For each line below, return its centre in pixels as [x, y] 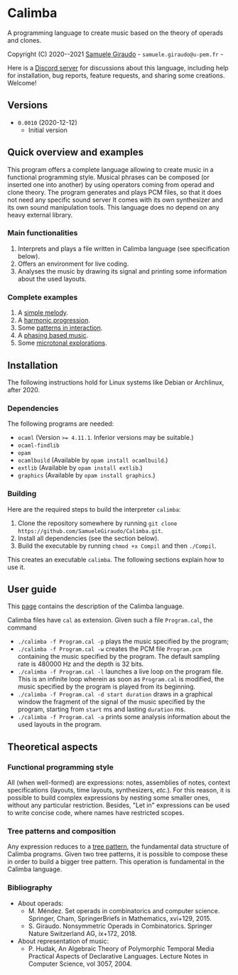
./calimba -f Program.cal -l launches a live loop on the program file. [120, 672]
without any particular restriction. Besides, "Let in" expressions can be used [119, 805]
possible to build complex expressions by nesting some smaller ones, [109, 798]
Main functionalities [43, 233]
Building [22, 494]
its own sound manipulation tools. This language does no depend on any [113, 207]
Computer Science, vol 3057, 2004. [80, 964]
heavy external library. [40, 215]
